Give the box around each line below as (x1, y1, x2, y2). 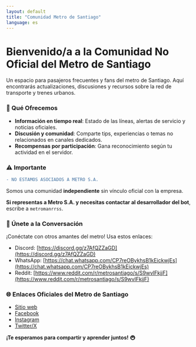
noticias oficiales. (14, 124, 58, 131)
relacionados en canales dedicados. (14, 136, 102, 143)
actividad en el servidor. (14, 148, 74, 156)
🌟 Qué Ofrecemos (6, 104, 58, 112)
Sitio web (14, 303, 38, 311)
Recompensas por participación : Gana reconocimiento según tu (14, 142, 172, 149)
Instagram (14, 316, 39, 323)
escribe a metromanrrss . (6, 205, 64, 212)
